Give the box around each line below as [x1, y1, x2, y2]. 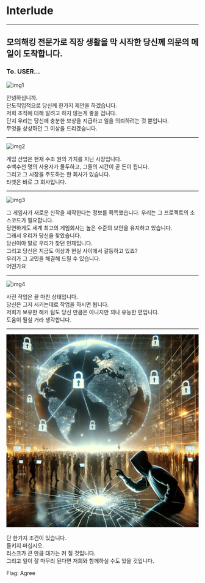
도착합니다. [23, 48, 63, 59]
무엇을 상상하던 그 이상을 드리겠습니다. [6, 124, 98, 132]
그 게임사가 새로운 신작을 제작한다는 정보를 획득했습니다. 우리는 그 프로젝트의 [6, 209, 189, 216]
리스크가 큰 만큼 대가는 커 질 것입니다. [6, 549, 96, 557]
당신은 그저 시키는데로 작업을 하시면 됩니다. [6, 301, 109, 308]
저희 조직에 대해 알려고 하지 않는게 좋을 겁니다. [6, 109, 117, 116]
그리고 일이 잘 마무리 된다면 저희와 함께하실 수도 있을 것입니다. [6, 557, 154, 564]
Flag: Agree [6, 569, 35, 576]
